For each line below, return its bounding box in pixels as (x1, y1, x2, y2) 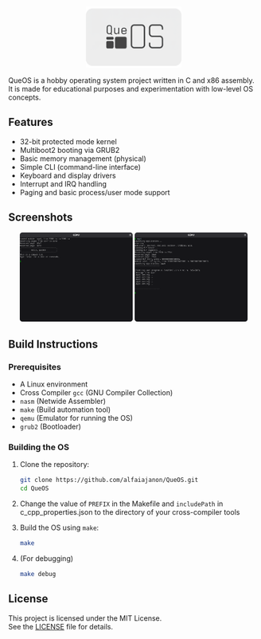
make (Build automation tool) (19, 405, 111, 414)
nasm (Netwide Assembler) (19, 396, 106, 406)
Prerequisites (8, 361, 61, 372)
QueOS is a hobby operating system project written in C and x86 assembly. (8, 75, 255, 85)
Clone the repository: (19, 460, 90, 469)
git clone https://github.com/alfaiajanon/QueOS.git (19, 476, 199, 484)
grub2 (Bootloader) (19, 421, 82, 431)
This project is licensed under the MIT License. (8, 613, 162, 623)
